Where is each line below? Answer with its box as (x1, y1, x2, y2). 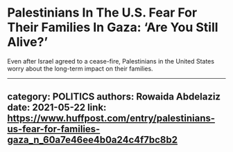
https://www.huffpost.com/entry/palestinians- (7, 113, 216, 124)
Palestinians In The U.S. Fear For (7, 5, 198, 21)
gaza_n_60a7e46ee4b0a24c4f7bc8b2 (7, 134, 178, 146)
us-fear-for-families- (7, 123, 101, 135)
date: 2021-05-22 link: (7, 102, 107, 113)
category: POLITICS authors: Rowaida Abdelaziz (7, 91, 221, 103)
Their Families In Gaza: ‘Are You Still (7, 19, 218, 35)
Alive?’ (7, 35, 49, 50)
